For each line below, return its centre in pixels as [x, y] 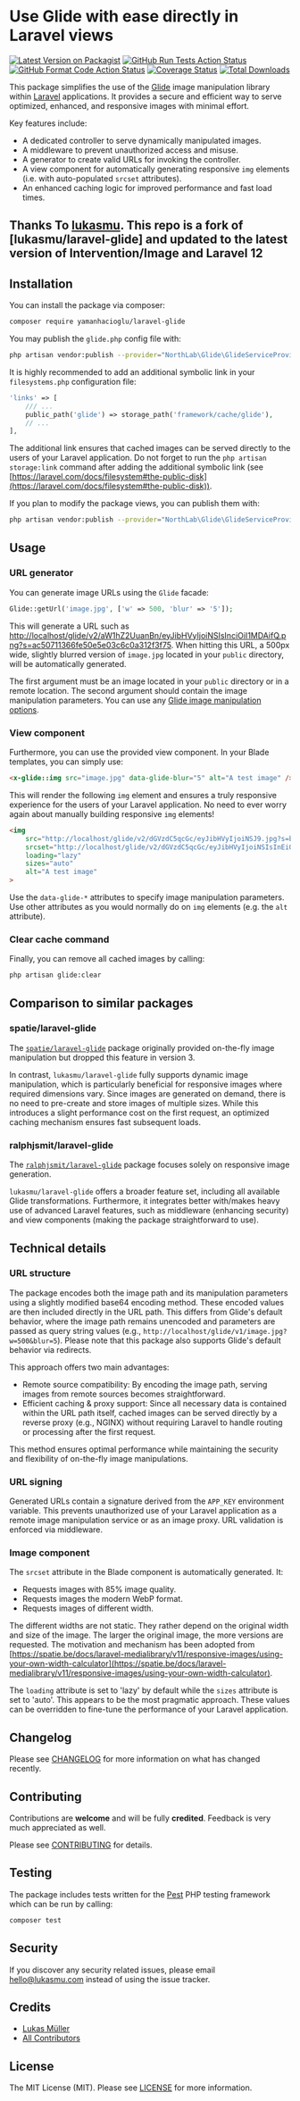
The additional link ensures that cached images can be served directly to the [150, 448]
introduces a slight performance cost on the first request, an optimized [139, 1113]
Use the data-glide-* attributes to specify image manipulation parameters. [147, 897]
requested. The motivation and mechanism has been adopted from [132, 1645]
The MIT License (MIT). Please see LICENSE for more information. [131, 2088]
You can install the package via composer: [87, 305]
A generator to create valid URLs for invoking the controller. [131, 159]
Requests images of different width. [88, 1608]
